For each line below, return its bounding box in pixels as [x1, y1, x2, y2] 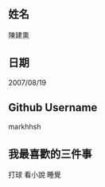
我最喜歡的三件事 [8, 147, 92, 161]
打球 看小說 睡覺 [8, 170, 61, 180]
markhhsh [8, 122, 41, 132]
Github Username [8, 101, 98, 114]
